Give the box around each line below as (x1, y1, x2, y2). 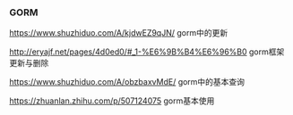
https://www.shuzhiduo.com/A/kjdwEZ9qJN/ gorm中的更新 (9, 28, 228, 38)
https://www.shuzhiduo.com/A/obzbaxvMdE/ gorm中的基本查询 (9, 77, 245, 87)
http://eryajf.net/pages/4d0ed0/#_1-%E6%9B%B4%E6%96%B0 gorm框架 (9, 46, 285, 57)
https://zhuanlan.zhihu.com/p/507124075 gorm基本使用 (9, 95, 215, 106)
